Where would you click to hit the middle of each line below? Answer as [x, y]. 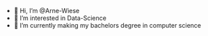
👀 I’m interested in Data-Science [60, 18]
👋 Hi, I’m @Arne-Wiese [47, 11]
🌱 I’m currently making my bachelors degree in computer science [107, 25]
